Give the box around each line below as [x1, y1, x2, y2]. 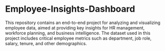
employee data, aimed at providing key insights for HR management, [5, 25, 145, 30]
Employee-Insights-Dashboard [5, 3, 135, 15]
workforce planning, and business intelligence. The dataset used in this [5, 30, 151, 36]
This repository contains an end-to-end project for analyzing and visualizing [5, 20, 161, 25]
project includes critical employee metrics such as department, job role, [5, 35, 152, 41]
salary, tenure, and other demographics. [5, 40, 87, 46]
